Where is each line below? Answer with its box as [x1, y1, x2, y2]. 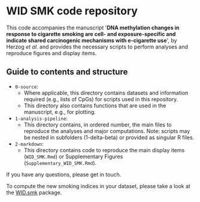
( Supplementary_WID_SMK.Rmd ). [23, 159, 97, 166]
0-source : [14, 83, 39, 90]
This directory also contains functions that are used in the [23, 102, 166, 109]
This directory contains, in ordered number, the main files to [23, 121, 172, 128]
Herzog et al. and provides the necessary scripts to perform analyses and [6, 43, 189, 50]
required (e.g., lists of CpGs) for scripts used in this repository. [23, 95, 178, 102]
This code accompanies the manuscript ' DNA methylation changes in [6, 24, 180, 31]
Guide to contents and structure [6, 67, 128, 77]
